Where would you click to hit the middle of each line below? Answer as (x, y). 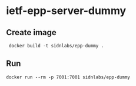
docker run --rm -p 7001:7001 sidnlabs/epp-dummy (68, 77)
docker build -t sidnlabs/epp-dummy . (56, 46)
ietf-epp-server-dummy (66, 11)
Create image (31, 32)
